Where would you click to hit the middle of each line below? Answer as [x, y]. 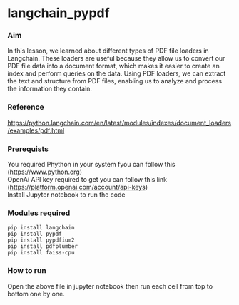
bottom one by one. [36, 294]
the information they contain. [50, 89]
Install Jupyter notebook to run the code [66, 195]
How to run [27, 271]
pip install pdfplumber [43, 247]
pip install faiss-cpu [41, 253]
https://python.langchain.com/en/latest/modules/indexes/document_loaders [119, 123]
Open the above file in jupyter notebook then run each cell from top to [110, 286]
